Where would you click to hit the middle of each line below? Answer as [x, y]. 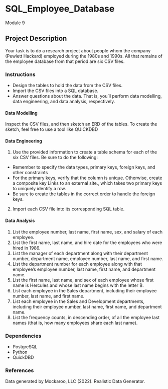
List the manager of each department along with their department [80, 253]
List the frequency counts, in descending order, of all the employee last [86, 317]
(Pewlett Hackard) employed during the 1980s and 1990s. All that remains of [84, 56]
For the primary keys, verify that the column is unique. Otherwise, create [87, 178]
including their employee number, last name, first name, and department [87, 306]
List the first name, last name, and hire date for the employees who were [87, 243]
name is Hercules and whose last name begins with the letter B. [78, 285]
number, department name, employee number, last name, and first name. [88, 258]
